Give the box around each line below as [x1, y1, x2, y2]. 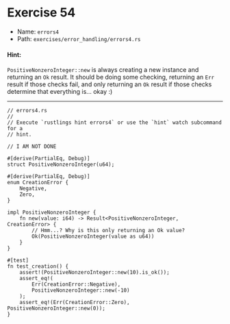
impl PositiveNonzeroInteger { [7, 209, 97, 216]
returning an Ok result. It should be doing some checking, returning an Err [7, 73, 214, 82]
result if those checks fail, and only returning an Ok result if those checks [7, 80, 212, 88]
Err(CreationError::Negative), [31, 281, 121, 288]
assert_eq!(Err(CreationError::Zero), [19, 299, 130, 306]
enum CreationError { [7, 179, 69, 186]
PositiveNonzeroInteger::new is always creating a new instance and [7, 66, 199, 74]
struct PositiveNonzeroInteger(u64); [7, 161, 115, 169]
